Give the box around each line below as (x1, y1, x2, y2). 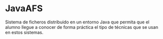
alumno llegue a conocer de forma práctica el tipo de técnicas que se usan (5, 24, 159, 30)
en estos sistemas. (5, 29, 44, 35)
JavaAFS (5, 3, 43, 14)
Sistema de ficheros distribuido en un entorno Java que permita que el (5, 19, 150, 25)
